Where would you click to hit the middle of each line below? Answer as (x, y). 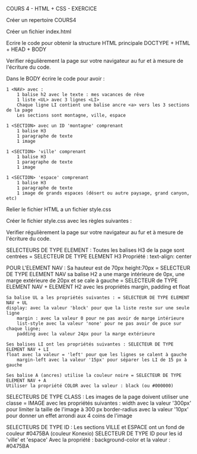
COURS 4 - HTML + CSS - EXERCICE (52, 9)
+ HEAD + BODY (26, 49)
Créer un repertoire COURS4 (41, 20)
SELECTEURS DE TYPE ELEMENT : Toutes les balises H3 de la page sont (96, 250)
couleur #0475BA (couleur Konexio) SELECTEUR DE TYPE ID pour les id (94, 433)
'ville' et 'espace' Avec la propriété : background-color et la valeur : (88, 440)
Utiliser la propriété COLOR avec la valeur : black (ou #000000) (90, 386)
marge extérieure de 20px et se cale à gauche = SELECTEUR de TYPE (92, 280)
